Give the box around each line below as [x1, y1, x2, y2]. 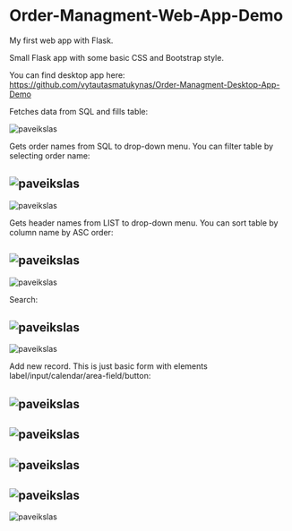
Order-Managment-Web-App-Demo [9, 5, 284, 26]
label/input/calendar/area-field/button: [9, 371, 151, 381]
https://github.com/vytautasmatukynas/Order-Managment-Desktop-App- [9, 79, 280, 90]
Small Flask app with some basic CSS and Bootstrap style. [9, 52, 224, 63]
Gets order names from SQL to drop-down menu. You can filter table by [9, 141, 274, 151]
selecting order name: [9, 150, 90, 161]
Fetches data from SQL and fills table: [9, 106, 149, 116]
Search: [9, 294, 39, 304]
